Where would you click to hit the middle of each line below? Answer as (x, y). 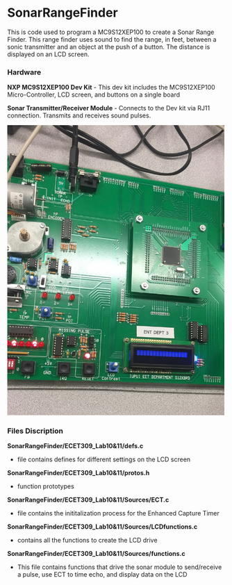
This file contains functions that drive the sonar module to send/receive (119, 567)
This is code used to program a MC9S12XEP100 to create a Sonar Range (111, 32)
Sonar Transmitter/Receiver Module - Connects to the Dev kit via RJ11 (109, 108)
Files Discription (35, 431)
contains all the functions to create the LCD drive (87, 541)
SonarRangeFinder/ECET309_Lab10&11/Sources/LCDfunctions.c (102, 527)
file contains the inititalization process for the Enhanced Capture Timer (118, 513)
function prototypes (45, 486)
